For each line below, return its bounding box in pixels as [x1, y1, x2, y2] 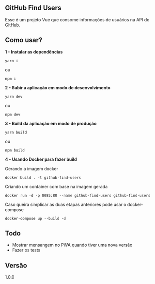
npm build [5, 148, 25, 152]
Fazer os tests [12, 247, 41, 253]
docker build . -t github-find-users [5, 175, 81, 180]
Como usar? [5, 36, 43, 44]
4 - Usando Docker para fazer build [5, 156, 77, 162]
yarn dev [5, 94, 23, 99]
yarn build [5, 130, 27, 135]
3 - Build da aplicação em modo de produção [5, 120, 97, 126]
